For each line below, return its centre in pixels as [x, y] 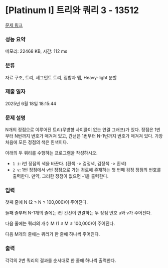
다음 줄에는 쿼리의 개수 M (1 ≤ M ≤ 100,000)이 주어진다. [60, 223]
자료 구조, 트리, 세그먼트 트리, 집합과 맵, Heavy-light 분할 [61, 77]
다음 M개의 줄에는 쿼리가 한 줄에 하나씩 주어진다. [53, 234]
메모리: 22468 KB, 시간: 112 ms [36, 51]
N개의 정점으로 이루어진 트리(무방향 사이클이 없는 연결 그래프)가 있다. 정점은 [79, 130]
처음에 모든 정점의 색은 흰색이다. [37, 142]
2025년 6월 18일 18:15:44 [31, 103]
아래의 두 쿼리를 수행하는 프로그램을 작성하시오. [51, 153]
